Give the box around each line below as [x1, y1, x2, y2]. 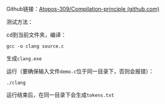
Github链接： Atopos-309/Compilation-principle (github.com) [6, 5, 160, 12]
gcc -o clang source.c [6, 43, 64, 49]
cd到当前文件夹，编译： [6, 31, 67, 38]
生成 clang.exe [6, 55, 42, 62]
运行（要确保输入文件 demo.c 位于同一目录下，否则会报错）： [6, 68, 154, 75]
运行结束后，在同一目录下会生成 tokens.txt [6, 91, 114, 99]
